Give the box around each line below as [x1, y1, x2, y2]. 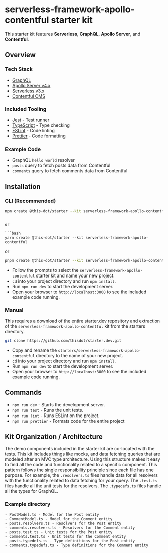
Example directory [5, 501, 51, 508]
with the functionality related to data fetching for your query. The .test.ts [5, 478, 158, 484]
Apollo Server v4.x [12, 82, 51, 88]
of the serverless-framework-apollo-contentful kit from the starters [5, 323, 146, 329]
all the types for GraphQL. [5, 488, 58, 494]
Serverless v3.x [12, 88, 45, 94]
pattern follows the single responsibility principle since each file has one [5, 467, 154, 473]
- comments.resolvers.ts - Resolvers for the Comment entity [5, 525, 135, 530]
